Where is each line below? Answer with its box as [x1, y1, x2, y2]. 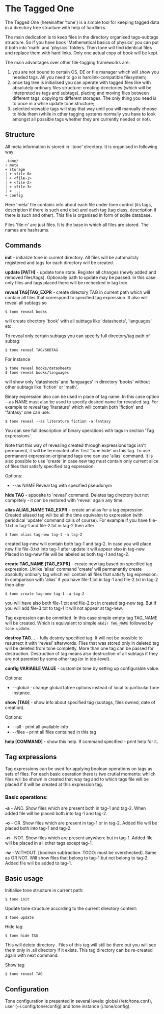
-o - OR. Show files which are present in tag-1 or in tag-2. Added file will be [5, 820, 158, 826]
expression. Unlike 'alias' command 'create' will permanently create [5, 566, 142, 572]
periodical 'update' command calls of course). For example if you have [5, 517, 148, 523]
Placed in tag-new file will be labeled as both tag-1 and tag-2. [5, 551, 130, 557]
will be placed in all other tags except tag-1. [5, 840, 93, 846]
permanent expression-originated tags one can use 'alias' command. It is [5, 453, 153, 459]
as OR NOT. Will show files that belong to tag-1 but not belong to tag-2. [5, 855, 149, 860]
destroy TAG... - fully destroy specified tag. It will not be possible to [5, 635, 143, 641]
